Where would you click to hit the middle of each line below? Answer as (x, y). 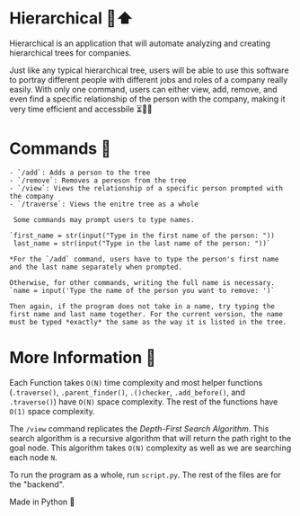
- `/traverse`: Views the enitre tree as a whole (104, 204)
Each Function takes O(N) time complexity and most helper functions (136, 382)
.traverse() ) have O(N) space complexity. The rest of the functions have (144, 401)
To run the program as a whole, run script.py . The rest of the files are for (145, 475)
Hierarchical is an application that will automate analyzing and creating (140, 43)
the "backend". (37, 484)
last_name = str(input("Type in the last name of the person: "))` (142, 243)
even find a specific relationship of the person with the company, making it (147, 99)
